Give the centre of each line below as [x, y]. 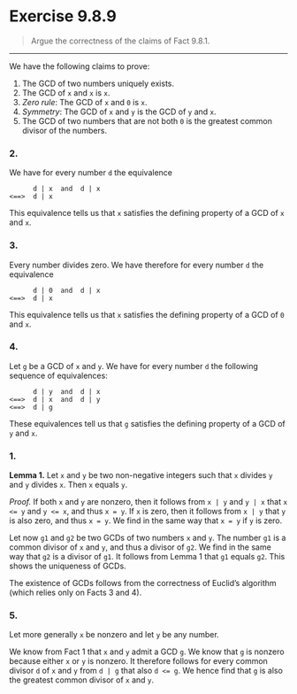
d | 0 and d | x [66, 290]
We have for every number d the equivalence [91, 173]
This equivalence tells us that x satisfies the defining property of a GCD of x [147, 213]
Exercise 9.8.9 [63, 16]
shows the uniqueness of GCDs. [68, 566]
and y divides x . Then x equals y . [69, 485]
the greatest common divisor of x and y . [82, 680]
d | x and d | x [66, 189]
